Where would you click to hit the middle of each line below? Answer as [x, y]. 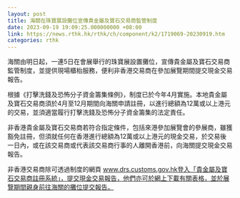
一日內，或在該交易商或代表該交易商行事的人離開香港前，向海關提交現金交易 [120, 145]
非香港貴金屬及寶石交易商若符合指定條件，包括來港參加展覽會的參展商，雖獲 [120, 127]
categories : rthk [33, 41]
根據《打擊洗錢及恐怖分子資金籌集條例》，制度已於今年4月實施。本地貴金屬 [117, 95]
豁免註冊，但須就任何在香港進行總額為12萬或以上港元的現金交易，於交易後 [117, 137]
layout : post [27, 14]
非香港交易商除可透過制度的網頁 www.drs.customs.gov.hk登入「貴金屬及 [114, 170]
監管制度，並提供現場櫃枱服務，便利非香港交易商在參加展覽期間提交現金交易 [120, 71]
